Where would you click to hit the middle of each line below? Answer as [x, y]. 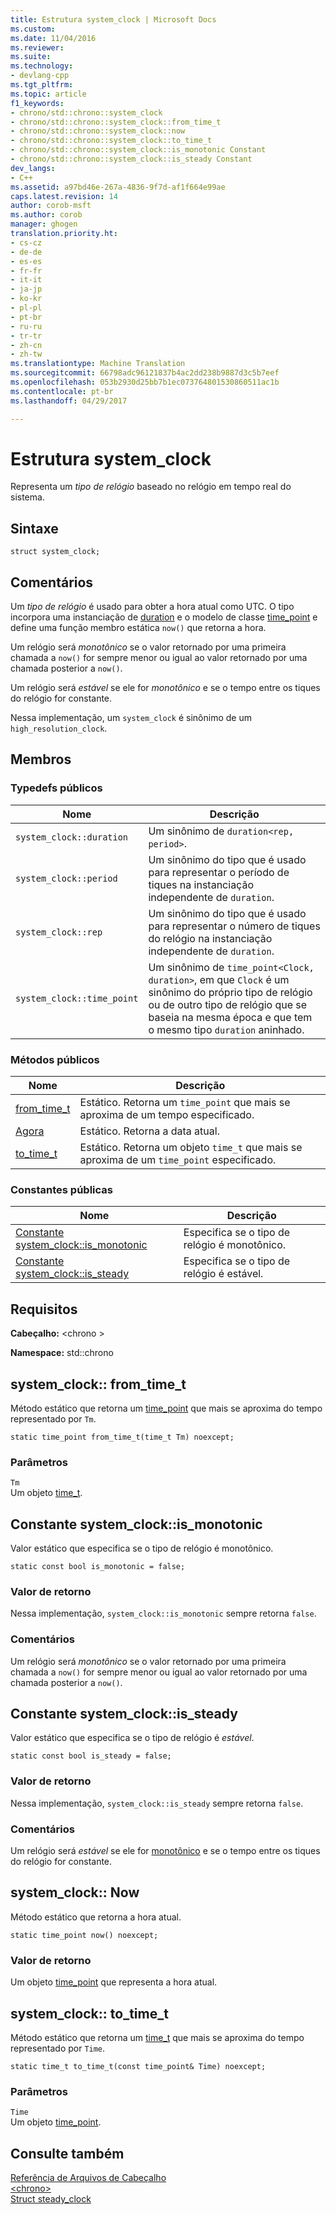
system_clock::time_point [77, 998]
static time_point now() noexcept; [84, 1935]
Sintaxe [34, 528]
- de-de [26, 252]
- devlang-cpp [40, 76]
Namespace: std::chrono [62, 1353]
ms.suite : [31, 57]
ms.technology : [42, 66]
